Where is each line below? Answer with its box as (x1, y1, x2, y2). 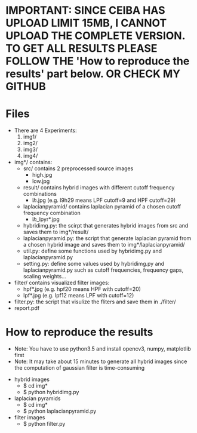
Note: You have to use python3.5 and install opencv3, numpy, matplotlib (14, 345, 192, 352)
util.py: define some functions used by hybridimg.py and (23, 247, 162, 254)
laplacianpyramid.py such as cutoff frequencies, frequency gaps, (23, 266, 184, 274)
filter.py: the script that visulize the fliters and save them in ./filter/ (14, 298, 176, 305)
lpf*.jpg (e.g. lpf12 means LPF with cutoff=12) (23, 292, 134, 299)
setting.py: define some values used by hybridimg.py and (23, 260, 165, 268)
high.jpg (32, 171, 53, 179)
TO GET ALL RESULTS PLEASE (5, 42, 158, 56)
